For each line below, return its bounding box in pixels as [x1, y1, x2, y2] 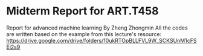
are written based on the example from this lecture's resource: [6, 30, 162, 37]
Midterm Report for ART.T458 [6, 4, 159, 18]
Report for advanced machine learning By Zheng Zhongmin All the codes [6, 24, 188, 31]
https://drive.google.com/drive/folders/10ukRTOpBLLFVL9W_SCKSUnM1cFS [6, 37, 197, 44]
